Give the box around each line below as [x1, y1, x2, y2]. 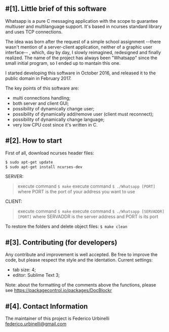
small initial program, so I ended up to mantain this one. [5, 60, 121, 66]
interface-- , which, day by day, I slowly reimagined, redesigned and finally [5, 49, 161, 55]
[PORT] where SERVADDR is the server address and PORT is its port [17, 214, 158, 220]
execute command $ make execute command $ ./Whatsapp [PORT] [17, 183, 156, 189]
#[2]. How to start [5, 137, 62, 145]
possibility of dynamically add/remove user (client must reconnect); [12, 111, 154, 117]
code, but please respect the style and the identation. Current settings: [5, 257, 153, 263]
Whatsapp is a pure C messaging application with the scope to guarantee [5, 18, 158, 24]
